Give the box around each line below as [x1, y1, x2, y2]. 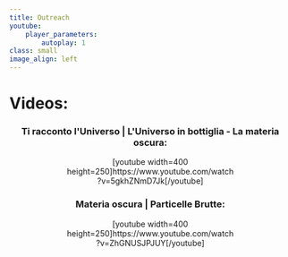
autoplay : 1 [41, 38, 87, 47]
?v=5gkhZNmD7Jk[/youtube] [97, 176, 204, 186]
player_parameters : [25, 30, 98, 39]
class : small [9, 47, 58, 56]
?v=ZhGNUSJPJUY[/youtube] [96, 237, 205, 248]
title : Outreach [9, 13, 70, 22]
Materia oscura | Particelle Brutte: [75, 198, 225, 210]
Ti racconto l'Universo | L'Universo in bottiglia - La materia [21, 125, 280, 138]
